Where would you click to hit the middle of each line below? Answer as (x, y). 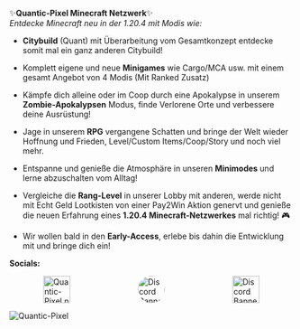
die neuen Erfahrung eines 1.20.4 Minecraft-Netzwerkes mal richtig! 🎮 (156, 215)
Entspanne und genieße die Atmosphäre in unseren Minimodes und (148, 168)
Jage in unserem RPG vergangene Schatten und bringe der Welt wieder (155, 132)
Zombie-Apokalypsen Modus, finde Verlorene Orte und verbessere (148, 104)
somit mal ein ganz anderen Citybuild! (93, 50)
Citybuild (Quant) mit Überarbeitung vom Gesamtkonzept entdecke (148, 41)
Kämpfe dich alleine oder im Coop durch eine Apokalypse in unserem (151, 95)
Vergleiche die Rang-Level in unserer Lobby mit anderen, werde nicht (152, 195)
